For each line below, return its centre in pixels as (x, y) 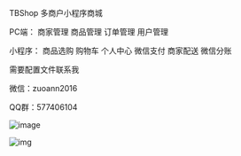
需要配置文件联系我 (44, 70)
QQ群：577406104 (43, 107)
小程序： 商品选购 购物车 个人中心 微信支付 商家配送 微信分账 (120, 51)
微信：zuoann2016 (43, 88)
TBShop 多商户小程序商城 (56, 13)
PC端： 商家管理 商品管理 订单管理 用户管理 (89, 32)
